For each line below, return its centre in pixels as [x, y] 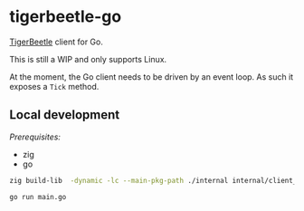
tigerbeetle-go [66, 17]
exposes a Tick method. [54, 86]
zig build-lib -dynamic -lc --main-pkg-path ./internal [119, 180]
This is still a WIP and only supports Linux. [88, 59]
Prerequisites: [35, 137]
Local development [65, 115]
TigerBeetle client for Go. [57, 42]
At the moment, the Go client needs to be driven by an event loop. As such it [152, 77]
